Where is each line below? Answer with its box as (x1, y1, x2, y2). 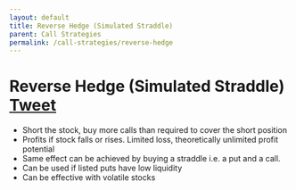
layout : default (9, 12, 70, 22)
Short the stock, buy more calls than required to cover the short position (21, 125, 288, 136)
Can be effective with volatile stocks (21, 172, 156, 183)
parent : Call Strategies (9, 29, 102, 38)
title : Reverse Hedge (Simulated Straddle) (9, 21, 174, 30)
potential (21, 144, 55, 154)
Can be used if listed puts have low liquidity (21, 162, 183, 174)
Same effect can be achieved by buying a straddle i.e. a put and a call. (21, 153, 281, 164)
